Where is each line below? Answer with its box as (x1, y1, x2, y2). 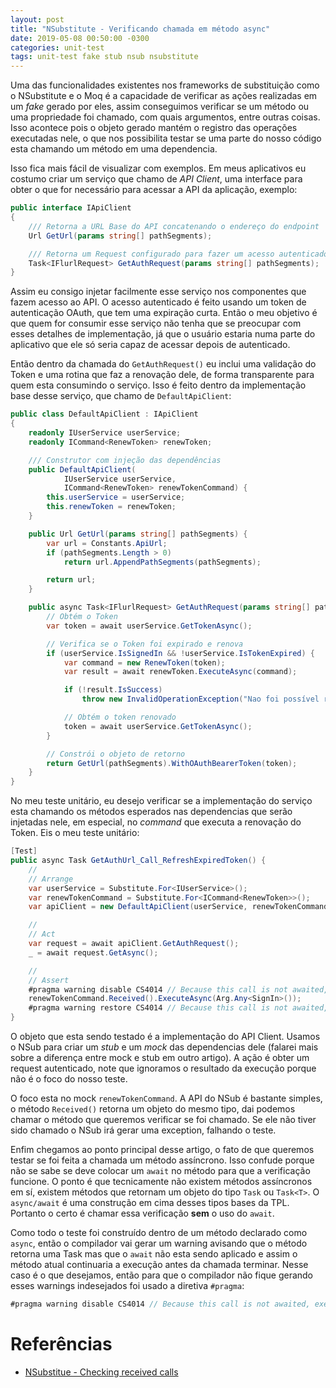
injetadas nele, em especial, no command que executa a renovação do (10, 816, 302, 828)
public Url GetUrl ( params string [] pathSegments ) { (28, 529, 248, 539)
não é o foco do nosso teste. (10, 1073, 128, 1085)
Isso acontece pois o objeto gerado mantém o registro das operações (10, 122, 298, 134)
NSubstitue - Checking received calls (24, 1366, 179, 1378)
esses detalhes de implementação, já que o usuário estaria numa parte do (10, 328, 316, 340)
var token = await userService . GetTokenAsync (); (46, 621, 253, 631)
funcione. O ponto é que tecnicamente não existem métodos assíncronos (10, 1176, 313, 1187)
